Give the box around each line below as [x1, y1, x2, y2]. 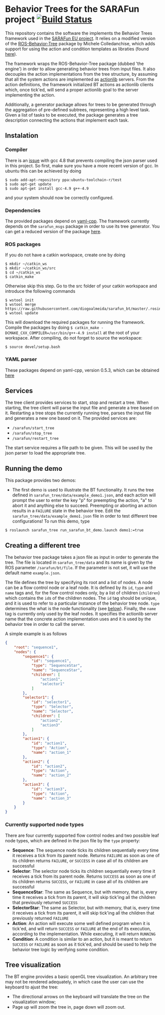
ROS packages [5, 241, 41, 247]
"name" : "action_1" [31, 750, 71, 755]
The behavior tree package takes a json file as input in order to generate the [5, 554, 159, 560]
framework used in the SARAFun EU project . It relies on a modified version [5, 35, 156, 41]
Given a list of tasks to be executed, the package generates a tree [5, 112, 138, 118]
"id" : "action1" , [31, 741, 67, 746]
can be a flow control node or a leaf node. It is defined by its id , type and [5, 584, 153, 590]
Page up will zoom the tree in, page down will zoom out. [12, 1004, 126, 1010]
